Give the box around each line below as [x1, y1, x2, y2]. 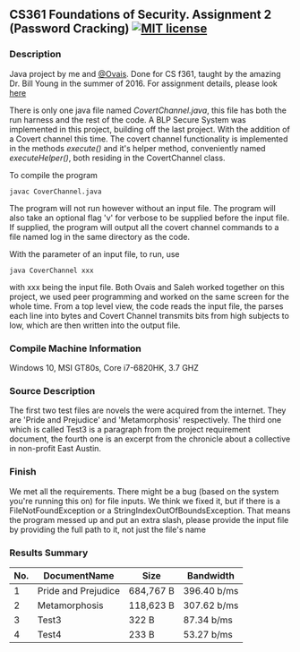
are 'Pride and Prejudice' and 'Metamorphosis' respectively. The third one [9, 415, 282, 425]
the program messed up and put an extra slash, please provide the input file [9, 514, 289, 525]
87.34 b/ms [183, 613, 233, 626]
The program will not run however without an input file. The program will [9, 202, 276, 213]
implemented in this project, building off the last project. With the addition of [9, 124, 291, 134]
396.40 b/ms [183, 584, 239, 596]
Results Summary [9, 546, 89, 559]
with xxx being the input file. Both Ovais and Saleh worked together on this [9, 281, 285, 292]
